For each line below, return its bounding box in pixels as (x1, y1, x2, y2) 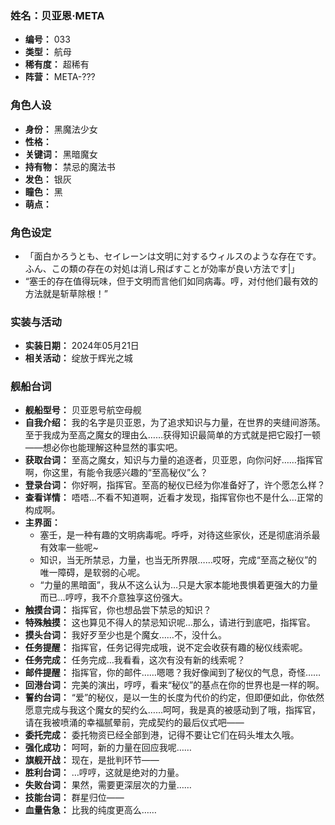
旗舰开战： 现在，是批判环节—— (24, 754, 160, 766)
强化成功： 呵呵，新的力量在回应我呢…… (24, 742, 192, 754)
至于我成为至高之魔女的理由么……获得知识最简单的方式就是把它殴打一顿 (24, 429, 321, 441)
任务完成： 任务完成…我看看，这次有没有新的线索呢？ (24, 654, 246, 666)
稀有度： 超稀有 (24, 58, 90, 71)
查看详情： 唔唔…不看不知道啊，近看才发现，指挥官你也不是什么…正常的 (24, 492, 323, 504)
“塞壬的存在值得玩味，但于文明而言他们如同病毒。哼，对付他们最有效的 (24, 275, 318, 287)
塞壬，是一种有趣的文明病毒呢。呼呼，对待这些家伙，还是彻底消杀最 (39, 529, 321, 541)
